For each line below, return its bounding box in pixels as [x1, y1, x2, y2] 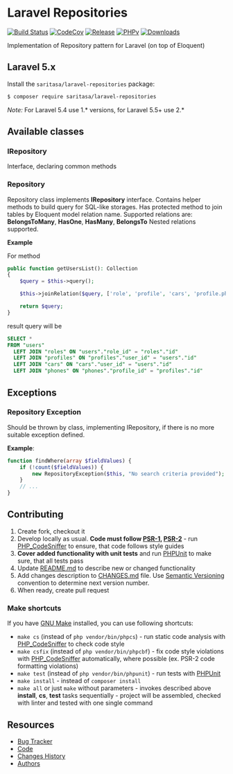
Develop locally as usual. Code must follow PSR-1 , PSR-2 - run [17, 534, 198, 543]
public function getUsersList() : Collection [7, 265, 138, 272]
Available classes [7, 126, 85, 138]
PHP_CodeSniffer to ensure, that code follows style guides [17, 542, 184, 550]
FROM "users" [7, 342, 45, 349]
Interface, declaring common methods [7, 162, 116, 170]
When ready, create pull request [17, 586, 110, 594]
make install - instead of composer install [17, 677, 141, 685]
